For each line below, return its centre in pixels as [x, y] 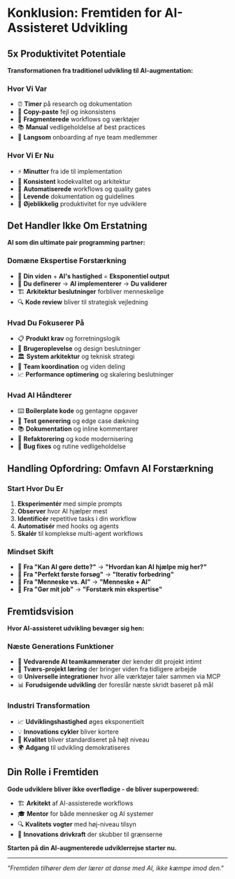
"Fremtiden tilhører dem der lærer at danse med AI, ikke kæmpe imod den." [115, 868]
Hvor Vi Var [27, 88]
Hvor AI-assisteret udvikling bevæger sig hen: [76, 629]
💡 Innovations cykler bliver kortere [68, 732]
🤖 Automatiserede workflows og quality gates [84, 189]
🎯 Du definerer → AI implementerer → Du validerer [92, 283]
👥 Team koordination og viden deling [71, 367]
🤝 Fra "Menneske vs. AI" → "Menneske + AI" [84, 582]
